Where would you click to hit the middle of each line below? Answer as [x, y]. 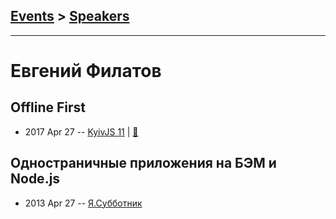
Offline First [48, 107]
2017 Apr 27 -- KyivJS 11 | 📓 [81, 131]
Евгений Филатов [86, 71]
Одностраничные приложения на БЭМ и [143, 163]
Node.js [35, 179]
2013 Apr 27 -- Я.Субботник [83, 203]
